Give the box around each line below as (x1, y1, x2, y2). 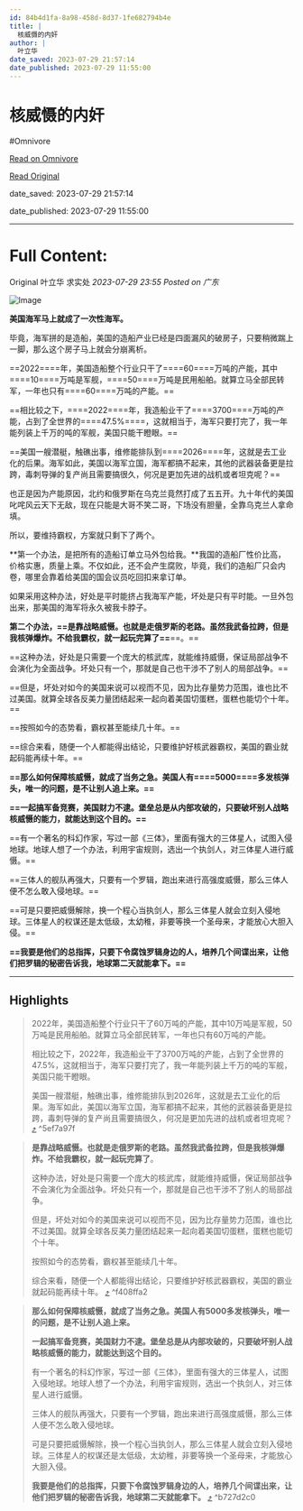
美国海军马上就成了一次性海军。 (9, 313, 128, 324)
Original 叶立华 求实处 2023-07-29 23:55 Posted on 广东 (9, 276, 219, 287)
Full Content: (9, 245, 108, 266)
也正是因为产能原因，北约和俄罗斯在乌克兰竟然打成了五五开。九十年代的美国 (9, 488, 294, 499)
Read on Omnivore (9, 152, 78, 163)
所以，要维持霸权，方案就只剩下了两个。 (9, 530, 160, 540)
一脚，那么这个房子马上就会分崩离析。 (9, 344, 151, 355)
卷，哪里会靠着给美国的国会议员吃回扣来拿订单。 (9, 571, 191, 582)
